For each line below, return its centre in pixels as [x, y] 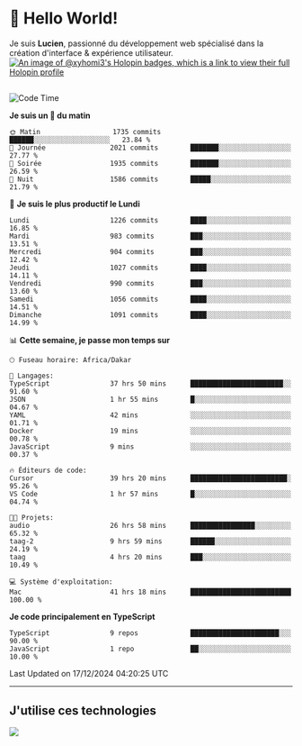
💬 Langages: [31, 376]
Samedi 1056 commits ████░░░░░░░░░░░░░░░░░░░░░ [151, 300]
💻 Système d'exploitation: [62, 582]
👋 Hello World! [64, 18]
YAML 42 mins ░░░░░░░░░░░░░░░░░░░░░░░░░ [151, 415]
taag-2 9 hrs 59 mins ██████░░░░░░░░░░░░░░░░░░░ [151, 541]
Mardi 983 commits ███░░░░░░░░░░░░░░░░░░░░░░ [151, 237]
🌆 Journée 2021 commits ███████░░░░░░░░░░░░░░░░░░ [151, 148]
